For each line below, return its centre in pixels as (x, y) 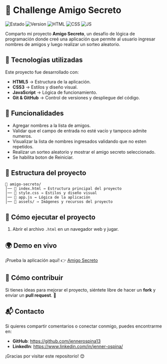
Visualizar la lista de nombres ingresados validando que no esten (79, 141)
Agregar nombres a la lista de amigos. (51, 125)
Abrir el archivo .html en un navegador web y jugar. (65, 229)
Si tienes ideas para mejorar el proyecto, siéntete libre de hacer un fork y (80, 290)
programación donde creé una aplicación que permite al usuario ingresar (80, 39)
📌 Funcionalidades (34, 114)
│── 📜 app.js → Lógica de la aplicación (48, 197)
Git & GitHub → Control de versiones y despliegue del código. (76, 97)
